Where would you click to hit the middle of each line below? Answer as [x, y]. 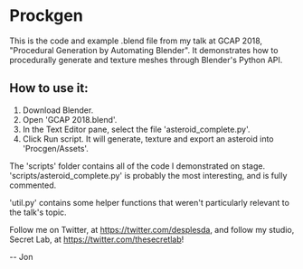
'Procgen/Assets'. [55, 148]
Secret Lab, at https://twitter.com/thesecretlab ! [97, 239]
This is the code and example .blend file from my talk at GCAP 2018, [136, 41]
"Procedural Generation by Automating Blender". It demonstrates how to [144, 50]
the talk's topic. [38, 212]
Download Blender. [58, 110]
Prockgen [46, 16]
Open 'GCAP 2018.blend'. [70, 119]
